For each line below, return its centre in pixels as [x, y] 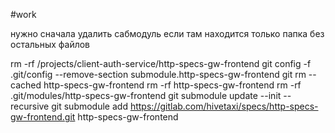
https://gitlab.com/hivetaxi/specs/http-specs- [224, 106]
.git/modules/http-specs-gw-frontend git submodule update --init [146, 95]
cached [26, 85]
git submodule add [89, 106]
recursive [30, 106]
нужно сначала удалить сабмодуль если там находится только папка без [167, 33]
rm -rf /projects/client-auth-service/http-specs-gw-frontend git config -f [161, 63]
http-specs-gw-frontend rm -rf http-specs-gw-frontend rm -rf [172, 85]
